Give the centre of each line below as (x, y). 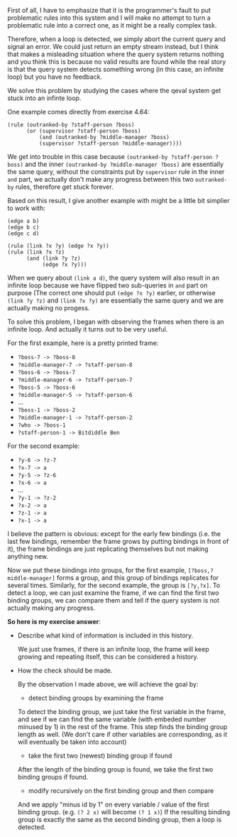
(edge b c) (23, 227)
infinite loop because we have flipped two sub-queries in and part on (108, 285)
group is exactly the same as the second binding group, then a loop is (120, 820)
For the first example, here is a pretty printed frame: (83, 343)
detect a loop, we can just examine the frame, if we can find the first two (113, 593)
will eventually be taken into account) (72, 742)
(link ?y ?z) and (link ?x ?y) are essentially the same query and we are (116, 300)
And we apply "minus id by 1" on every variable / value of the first (113, 804)
